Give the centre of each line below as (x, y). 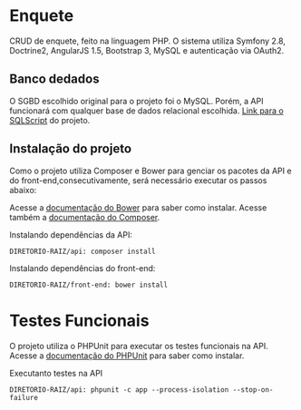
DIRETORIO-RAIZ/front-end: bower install (89, 285)
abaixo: (23, 190)
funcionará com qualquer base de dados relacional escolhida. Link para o (146, 111)
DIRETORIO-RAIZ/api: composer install (83, 251)
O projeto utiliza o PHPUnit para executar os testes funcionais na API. (139, 346)
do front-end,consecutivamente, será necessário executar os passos (138, 180)
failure (24, 397)
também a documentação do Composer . (85, 217)
